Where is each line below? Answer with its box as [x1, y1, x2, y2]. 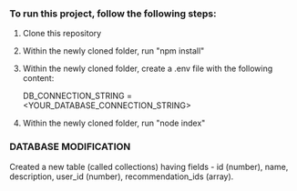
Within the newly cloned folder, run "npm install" [22, 45, 205, 56]
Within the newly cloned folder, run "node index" [22, 117, 206, 129]
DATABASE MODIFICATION [9, 140, 131, 153]
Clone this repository [22, 28, 102, 39]
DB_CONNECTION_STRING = [22, 90, 132, 102]
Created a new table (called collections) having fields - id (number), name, [9, 161, 289, 172]
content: [22, 73, 55, 84]
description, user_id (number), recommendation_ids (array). [9, 171, 234, 182]
